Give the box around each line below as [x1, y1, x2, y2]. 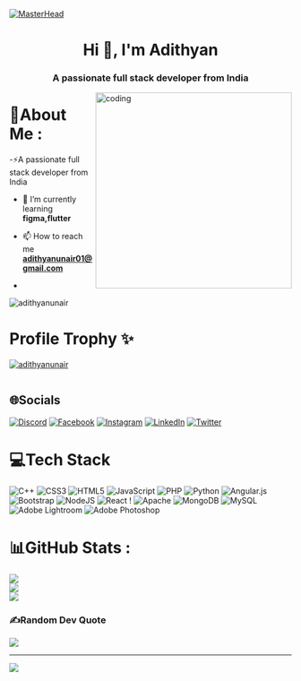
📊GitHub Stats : [9, 538, 132, 557]
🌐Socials [9, 392, 61, 408]
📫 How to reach [21, 231, 83, 242]
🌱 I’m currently [21, 194, 77, 205]
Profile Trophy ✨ [9, 329, 134, 349]
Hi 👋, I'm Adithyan [82, 40, 219, 60]
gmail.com [21, 263, 64, 273]
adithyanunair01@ [21, 254, 93, 264]
